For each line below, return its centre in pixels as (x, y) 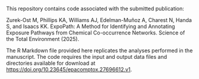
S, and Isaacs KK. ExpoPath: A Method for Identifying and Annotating (91, 26)
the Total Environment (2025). (43, 39)
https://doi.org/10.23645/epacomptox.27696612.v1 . (69, 69)
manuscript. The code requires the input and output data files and (87, 57)
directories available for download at (51, 63)
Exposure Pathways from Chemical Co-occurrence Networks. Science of (96, 33)
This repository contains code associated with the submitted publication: (95, 9)
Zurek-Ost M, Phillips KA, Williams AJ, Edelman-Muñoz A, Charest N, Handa (99, 20)
